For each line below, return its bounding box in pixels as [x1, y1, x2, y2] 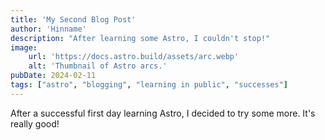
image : [10, 42, 38, 53]
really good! [10, 117, 60, 130]
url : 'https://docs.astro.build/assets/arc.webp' [28, 52, 240, 62]
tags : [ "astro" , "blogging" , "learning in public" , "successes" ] [10, 80, 289, 90]
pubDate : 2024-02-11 [10, 71, 97, 81]
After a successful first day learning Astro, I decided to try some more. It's [10, 107, 316, 119]
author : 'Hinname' [10, 24, 87, 34]
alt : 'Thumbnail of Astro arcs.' [28, 61, 168, 71]
